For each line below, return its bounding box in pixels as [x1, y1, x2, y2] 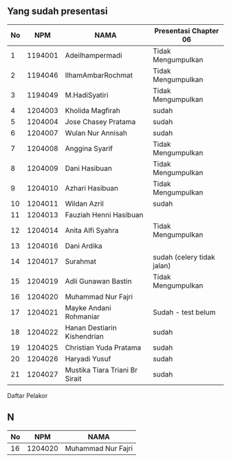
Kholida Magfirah [65, 106, 120, 115]
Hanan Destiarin [65, 323, 117, 332]
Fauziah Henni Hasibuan [65, 210, 144, 219]
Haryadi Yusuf [65, 354, 111, 363]
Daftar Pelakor [7, 391, 48, 399]
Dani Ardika [65, 241, 103, 250]
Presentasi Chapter [154, 26, 219, 35]
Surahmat [65, 257, 97, 266]
